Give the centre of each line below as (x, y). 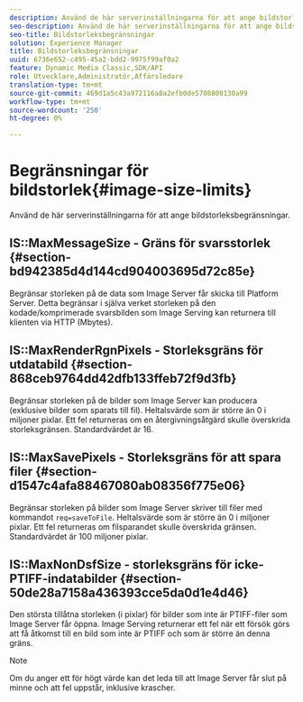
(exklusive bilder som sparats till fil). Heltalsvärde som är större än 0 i (138, 410)
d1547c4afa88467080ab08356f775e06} (128, 486)
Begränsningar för (79, 171)
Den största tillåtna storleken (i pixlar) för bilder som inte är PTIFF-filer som (148, 614)
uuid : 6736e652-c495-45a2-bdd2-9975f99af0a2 (94, 60)
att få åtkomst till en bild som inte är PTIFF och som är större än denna (140, 633)
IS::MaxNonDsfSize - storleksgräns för (121, 564)
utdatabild (39, 365)
